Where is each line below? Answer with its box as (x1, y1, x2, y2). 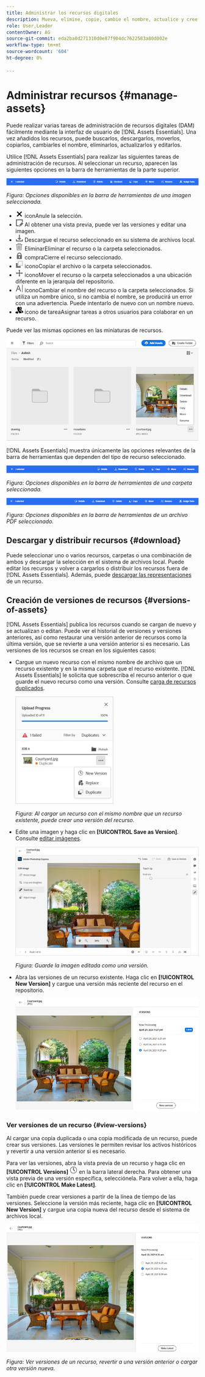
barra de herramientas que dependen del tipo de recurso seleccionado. (6, 453, 186, 460)
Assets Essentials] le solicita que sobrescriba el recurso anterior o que (15, 671, 192, 679)
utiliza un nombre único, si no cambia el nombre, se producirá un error (15, 293, 192, 300)
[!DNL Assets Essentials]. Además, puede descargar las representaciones (6, 571, 192, 578)
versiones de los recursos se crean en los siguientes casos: (6, 647, 157, 654)
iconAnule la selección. (24, 212, 83, 220)
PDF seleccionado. (6, 518, 54, 525)
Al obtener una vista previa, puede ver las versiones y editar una (24, 221, 187, 228)
